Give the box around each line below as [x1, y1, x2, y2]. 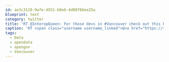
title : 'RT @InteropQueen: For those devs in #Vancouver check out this [5, 21, 161, 26]
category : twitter [5, 16, 44, 21]
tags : [5, 30, 17, 35]
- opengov [10, 44, 30, 49]
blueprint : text [5, 12, 39, 17]
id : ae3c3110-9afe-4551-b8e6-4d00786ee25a [5, 7, 96, 12]
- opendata [10, 40, 33, 45]
